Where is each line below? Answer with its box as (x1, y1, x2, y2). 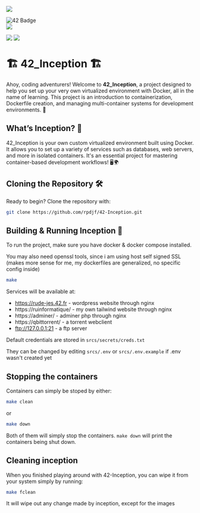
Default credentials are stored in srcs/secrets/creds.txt (6, 337, 145, 344)
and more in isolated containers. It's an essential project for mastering (6, 152, 178, 159)
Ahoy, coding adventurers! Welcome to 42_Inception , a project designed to (6, 80, 192, 88)
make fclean (6, 489, 36, 495)
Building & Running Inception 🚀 (6, 225, 123, 235)
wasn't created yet (6, 355, 52, 362)
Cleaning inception (6, 456, 79, 466)
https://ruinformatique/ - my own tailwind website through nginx (14, 306, 173, 313)
